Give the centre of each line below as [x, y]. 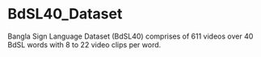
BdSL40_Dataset [65, 14]
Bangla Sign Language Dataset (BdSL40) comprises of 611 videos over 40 [130, 36]
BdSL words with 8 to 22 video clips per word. [84, 44]
